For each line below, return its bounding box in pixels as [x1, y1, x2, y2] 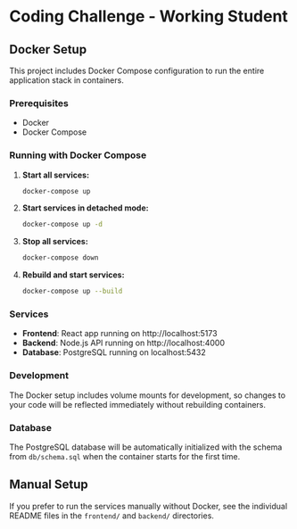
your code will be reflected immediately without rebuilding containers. [9, 399, 266, 409]
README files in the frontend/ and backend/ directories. [9, 510, 214, 521]
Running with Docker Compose [9, 149, 147, 161]
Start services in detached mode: [21, 203, 149, 213]
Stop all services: [21, 236, 89, 247]
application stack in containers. [9, 75, 125, 86]
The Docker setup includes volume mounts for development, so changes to [9, 390, 286, 401]
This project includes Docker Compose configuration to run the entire [9, 65, 265, 76]
